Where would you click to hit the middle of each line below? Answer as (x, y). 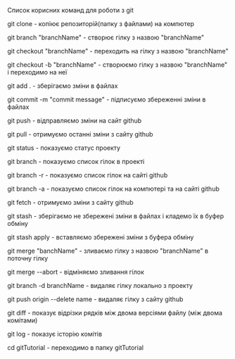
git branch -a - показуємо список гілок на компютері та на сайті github (113, 189)
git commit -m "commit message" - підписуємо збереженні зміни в (107, 99)
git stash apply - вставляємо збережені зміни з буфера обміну (101, 237)
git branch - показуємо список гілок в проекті (76, 162)
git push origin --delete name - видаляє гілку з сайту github (95, 299)
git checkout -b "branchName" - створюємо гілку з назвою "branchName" (118, 65)
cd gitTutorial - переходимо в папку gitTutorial (76, 347)
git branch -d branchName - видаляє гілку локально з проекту (100, 285)
